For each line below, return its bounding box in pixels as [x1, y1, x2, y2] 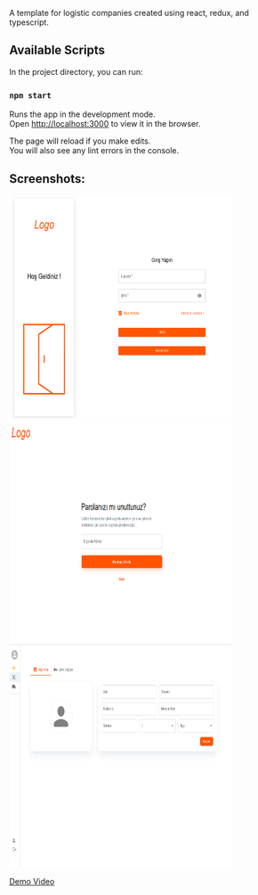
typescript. [9, 17, 49, 28]
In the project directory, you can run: [9, 66, 143, 77]
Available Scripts [9, 43, 105, 58]
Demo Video [9, 875, 55, 886]
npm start [9, 90, 52, 101]
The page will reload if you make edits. [9, 135, 151, 146]
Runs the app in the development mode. [9, 109, 156, 119]
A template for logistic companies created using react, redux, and [9, 8, 249, 18]
